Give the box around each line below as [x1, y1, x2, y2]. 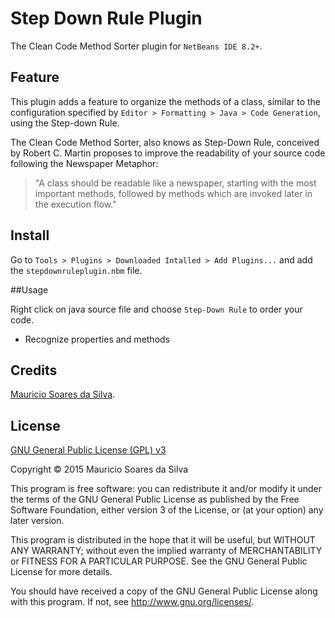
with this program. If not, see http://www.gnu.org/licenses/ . [10, 596, 255, 608]
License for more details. [10, 566, 113, 578]
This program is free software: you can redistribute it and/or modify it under [10, 483, 322, 495]
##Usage [10, 283, 49, 296]
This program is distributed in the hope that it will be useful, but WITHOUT [10, 534, 316, 546]
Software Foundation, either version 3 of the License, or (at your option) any [10, 504, 324, 516]
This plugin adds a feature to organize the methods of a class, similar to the [10, 95, 322, 107]
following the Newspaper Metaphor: [10, 157, 159, 169]
